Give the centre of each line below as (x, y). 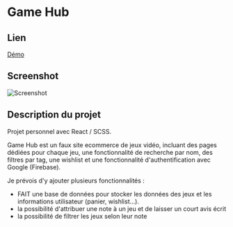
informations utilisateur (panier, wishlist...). (78, 201)
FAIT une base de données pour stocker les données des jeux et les (114, 194)
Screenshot (33, 76)
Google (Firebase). (34, 167)
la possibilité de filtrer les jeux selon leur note (82, 216)
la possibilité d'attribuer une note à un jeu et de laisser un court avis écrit (122, 208)
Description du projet (54, 115)
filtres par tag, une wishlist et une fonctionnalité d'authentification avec (109, 160)
